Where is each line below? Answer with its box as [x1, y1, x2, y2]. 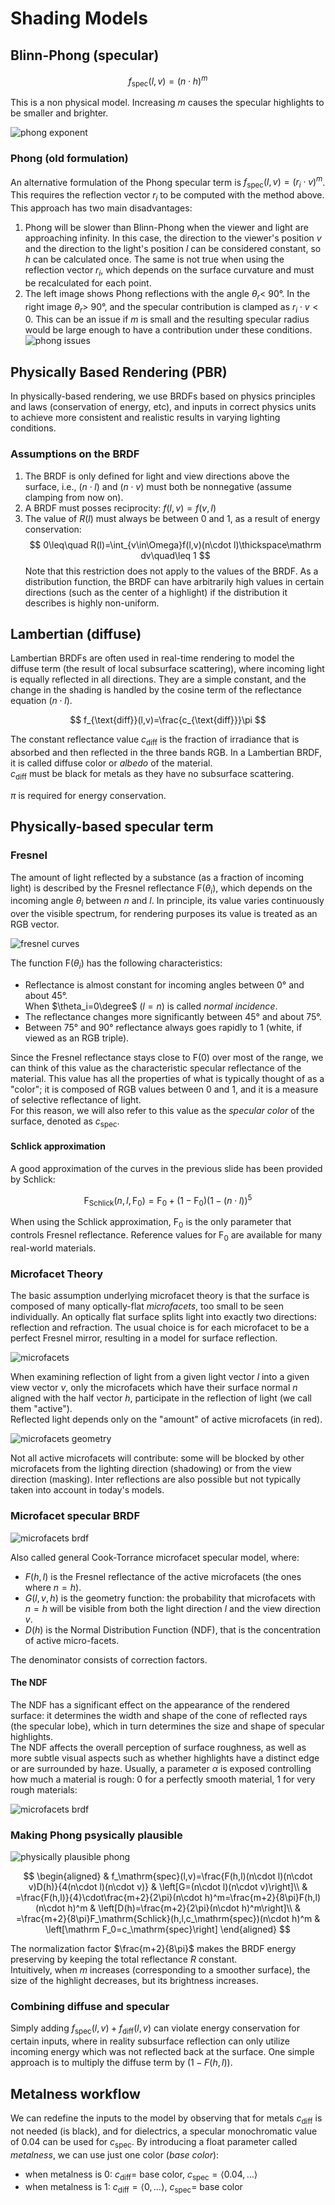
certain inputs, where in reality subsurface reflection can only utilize [10, 2035, 291, 2047]
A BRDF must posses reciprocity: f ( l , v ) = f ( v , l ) [24, 502, 217, 514]
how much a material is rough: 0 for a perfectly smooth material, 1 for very [10, 1773, 316, 1785]
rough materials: [10, 1783, 78, 1796]
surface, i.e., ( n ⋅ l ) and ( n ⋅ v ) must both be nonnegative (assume [24, 480, 293, 492]
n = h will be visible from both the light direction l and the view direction [24, 1602, 321, 1614]
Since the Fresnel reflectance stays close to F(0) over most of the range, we [10, 1051, 324, 1063]
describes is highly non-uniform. [24, 597, 160, 609]
